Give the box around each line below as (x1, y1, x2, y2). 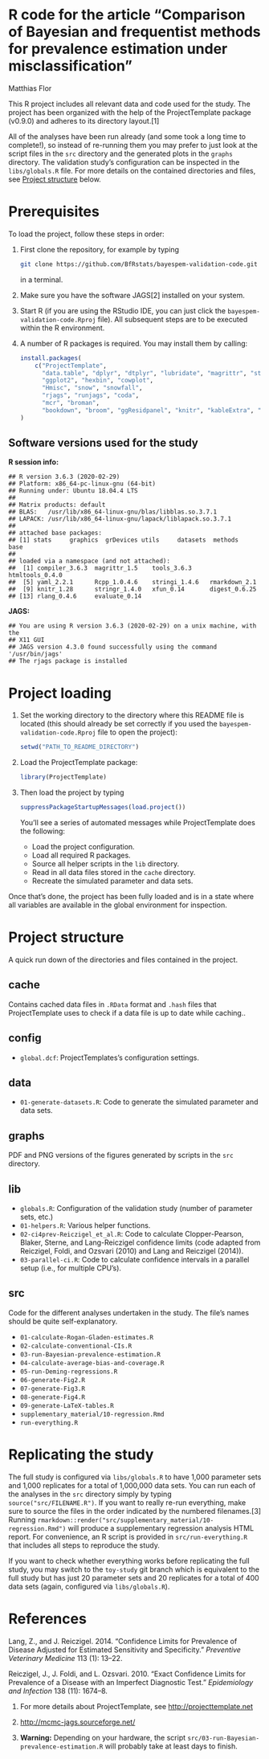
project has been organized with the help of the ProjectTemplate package (8, 107, 251, 117)
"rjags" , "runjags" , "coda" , (41, 391, 140, 399)
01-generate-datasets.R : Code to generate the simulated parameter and (19, 1097, 259, 1107)
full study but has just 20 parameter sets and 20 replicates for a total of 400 (8, 1573, 259, 1582)
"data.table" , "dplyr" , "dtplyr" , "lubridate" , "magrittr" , (41, 369, 247, 377)
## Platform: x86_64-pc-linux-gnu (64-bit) (8, 480, 157, 488)
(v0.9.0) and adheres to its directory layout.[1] (8, 116, 160, 125)
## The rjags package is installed (8, 657, 128, 665)
